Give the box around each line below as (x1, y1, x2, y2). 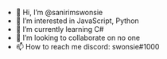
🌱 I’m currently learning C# (15, 25, 104, 33)
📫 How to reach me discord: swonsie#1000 (15, 42, 160, 51)
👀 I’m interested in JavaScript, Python (15, 16, 139, 26)
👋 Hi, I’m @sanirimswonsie (15, 8, 103, 17)
